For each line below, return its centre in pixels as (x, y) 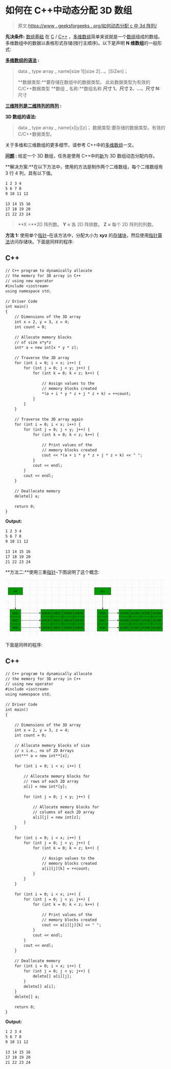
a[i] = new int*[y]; (45, 786)
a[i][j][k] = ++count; (66, 869)
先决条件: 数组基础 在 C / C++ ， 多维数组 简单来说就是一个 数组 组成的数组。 (84, 36)
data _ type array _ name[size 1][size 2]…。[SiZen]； (73, 71)
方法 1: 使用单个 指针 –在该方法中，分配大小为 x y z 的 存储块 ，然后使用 (77, 235)
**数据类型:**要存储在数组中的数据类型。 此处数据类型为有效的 (84, 82)
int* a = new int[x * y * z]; (47, 347)
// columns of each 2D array (64, 812)
